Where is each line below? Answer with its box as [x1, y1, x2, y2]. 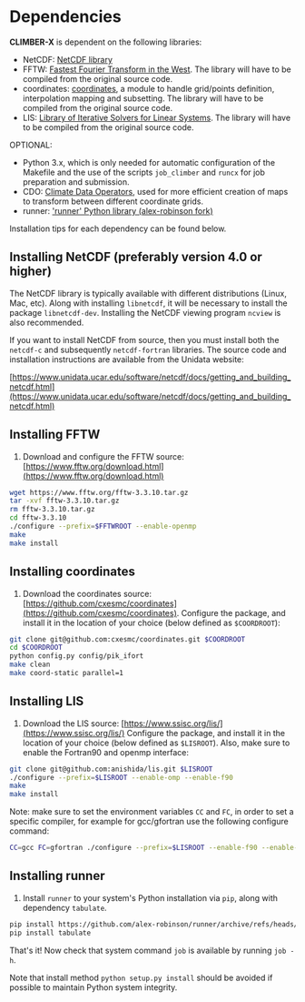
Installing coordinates [9, 564, 136, 580]
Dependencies [9, 6, 122, 27]
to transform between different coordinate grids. [22, 196, 204, 207]
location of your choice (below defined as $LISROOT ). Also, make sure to [22, 737, 290, 748]
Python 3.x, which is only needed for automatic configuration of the [22, 157, 275, 167]
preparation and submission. [22, 176, 130, 187]
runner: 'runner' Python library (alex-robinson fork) [22, 205, 213, 216]
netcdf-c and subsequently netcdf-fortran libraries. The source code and [9, 344, 288, 355]
